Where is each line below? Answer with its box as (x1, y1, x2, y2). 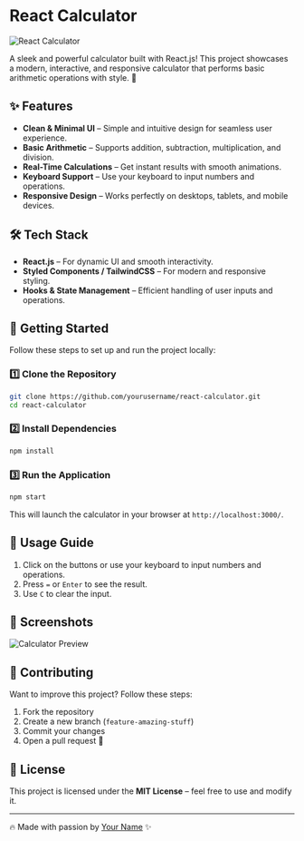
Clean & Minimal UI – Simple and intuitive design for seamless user (22, 122, 273, 133)
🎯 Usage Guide (9, 535, 95, 551)
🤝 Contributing (9, 664, 94, 680)
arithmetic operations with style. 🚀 (9, 72, 138, 83)
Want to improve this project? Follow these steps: (9, 689, 193, 699)
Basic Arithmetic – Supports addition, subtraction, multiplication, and (22, 142, 281, 152)
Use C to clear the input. (22, 588, 112, 599)
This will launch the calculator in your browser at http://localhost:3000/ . (9, 509, 284, 520)
